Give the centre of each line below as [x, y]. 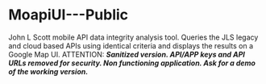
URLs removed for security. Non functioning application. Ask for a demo [132, 63]
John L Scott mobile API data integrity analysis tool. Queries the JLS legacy [133, 37]
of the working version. [48, 71]
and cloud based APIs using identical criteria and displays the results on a [131, 45]
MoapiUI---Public [69, 15]
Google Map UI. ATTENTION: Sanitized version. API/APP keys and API [127, 54]
